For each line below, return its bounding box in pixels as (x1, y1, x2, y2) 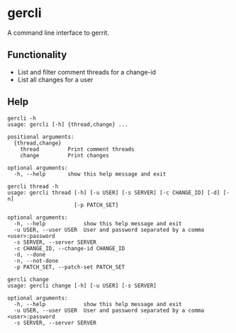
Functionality (7, 49, 67, 61)
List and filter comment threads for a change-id (17, 67, 157, 76)
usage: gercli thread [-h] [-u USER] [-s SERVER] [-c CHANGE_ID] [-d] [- (7, 189, 230, 196)
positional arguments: (7, 133, 74, 140)
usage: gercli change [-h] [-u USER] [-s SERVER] (7, 282, 157, 289)
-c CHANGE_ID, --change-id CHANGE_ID (13, 244, 125, 252)
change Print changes (20, 152, 110, 159)
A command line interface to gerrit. (7, 28, 110, 37)
